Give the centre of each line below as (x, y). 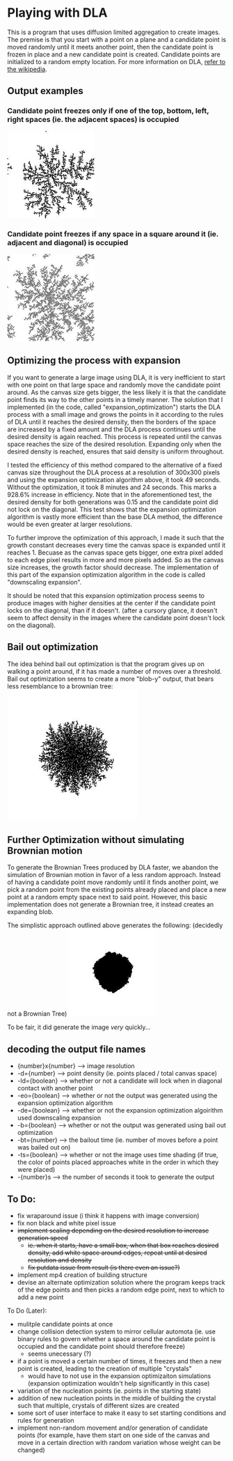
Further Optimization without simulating (96, 840)
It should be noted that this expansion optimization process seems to (106, 595)
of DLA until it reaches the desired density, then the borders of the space (112, 422)
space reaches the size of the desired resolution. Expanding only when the (114, 444)
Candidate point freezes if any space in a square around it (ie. (113, 233)
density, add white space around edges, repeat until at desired (117, 1253)
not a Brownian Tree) (37, 1014)
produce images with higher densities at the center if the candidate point (111, 603)
